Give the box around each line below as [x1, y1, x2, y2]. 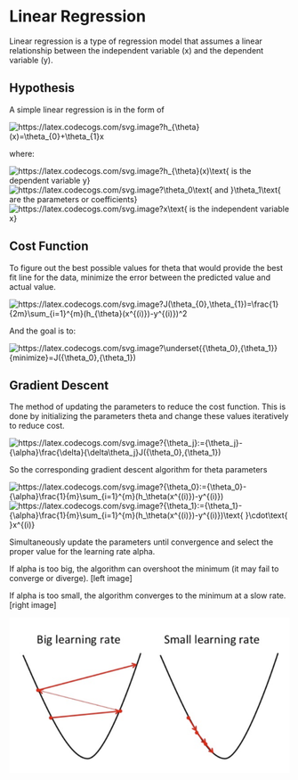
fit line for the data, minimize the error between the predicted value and [9, 272, 271, 283]
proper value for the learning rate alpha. [9, 546, 156, 557]
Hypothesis [9, 80, 76, 95]
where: [9, 148, 36, 159]
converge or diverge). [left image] [9, 573, 133, 584]
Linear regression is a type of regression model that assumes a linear [9, 36, 262, 46]
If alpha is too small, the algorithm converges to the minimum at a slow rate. [9, 590, 286, 601]
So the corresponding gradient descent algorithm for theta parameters [9, 464, 268, 475]
